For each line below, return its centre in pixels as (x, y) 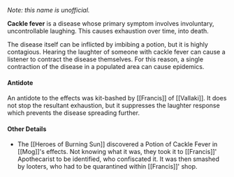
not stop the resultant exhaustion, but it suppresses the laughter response (114, 106)
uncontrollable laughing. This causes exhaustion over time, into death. (108, 31)
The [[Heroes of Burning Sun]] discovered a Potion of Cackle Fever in (117, 144)
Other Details (27, 129)
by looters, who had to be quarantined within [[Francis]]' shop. (107, 167)
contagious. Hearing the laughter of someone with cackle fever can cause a (116, 52)
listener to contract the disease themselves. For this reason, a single (105, 59)
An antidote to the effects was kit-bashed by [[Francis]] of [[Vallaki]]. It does (117, 98)
